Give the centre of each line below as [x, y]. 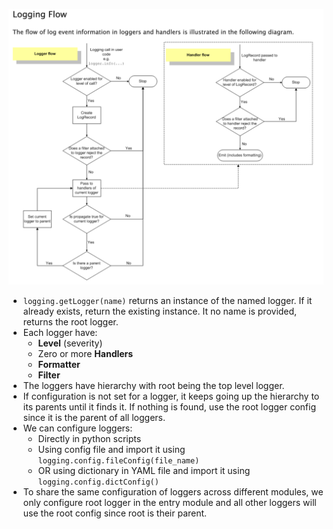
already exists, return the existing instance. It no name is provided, [160, 311]
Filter [49, 375]
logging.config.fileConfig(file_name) [118, 461]
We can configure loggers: [77, 428]
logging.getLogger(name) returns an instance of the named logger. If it [167, 300]
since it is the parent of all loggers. [94, 417]
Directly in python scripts [89, 438]
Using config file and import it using [111, 449]
